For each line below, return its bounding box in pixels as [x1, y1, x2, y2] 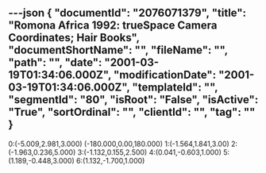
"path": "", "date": [8, 56, 102, 70]
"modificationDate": [114, 68, 217, 82]
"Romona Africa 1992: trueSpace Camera [8, 19, 218, 33]
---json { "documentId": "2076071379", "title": [8, 6, 247, 20]
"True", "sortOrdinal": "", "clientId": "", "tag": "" [8, 106, 256, 119]
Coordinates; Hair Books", [8, 31, 141, 44]
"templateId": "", [132, 81, 218, 94]
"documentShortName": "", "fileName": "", [8, 44, 228, 57]
